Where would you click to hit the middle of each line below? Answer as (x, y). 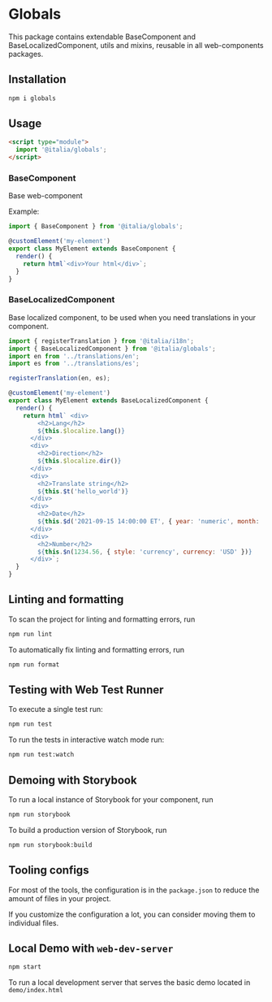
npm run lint (30, 634)
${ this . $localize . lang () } (82, 431)
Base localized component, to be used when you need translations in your (132, 317)
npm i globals (32, 98)
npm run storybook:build (50, 845)
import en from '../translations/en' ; (74, 356)
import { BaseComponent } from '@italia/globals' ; (96, 227)
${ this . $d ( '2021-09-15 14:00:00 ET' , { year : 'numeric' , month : (149, 522)
